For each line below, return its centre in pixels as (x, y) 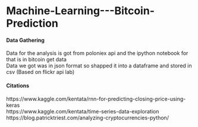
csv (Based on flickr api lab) (40, 72)
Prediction (32, 23)
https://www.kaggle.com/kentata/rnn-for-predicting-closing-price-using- (96, 99)
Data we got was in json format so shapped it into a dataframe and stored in (99, 66)
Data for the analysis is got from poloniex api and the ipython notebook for (97, 53)
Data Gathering (25, 40)
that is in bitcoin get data (37, 60)
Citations (18, 85)
